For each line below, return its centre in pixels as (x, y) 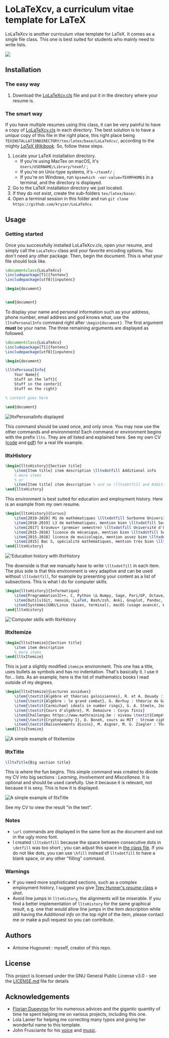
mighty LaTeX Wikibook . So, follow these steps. (55, 146)
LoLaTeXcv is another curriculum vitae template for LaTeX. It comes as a (80, 34)
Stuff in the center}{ (38, 384)
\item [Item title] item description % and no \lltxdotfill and (82, 485)
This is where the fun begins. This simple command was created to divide (82, 772)
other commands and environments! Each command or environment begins (83, 432)
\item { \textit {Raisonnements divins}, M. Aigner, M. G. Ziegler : (85, 724)
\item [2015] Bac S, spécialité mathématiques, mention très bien (84, 542)
